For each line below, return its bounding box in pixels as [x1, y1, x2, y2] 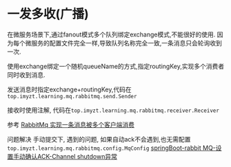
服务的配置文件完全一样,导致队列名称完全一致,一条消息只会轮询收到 [30, 38, 223, 47]
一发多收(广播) [7, 6, 90, 22]
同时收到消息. [7, 70, 46, 79]
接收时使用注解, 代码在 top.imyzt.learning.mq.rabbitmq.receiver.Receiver [7, 106, 219, 114]
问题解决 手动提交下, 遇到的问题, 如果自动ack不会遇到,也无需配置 [7, 135, 191, 143]
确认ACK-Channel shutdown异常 [25, 152, 117, 160]
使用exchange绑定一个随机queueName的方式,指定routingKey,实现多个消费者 [7, 62, 225, 70]
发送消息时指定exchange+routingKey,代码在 [7, 85, 132, 93]
